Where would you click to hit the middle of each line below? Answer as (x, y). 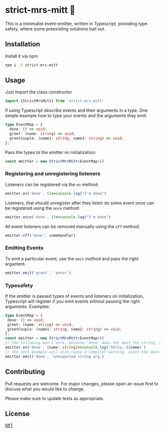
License (17, 414)
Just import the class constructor (39, 92)
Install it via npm (22, 56)
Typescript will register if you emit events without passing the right (72, 301)
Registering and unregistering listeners (53, 174)
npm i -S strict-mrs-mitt (31, 65)
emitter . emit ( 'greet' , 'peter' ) (38, 273)
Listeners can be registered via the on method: (52, 184)
